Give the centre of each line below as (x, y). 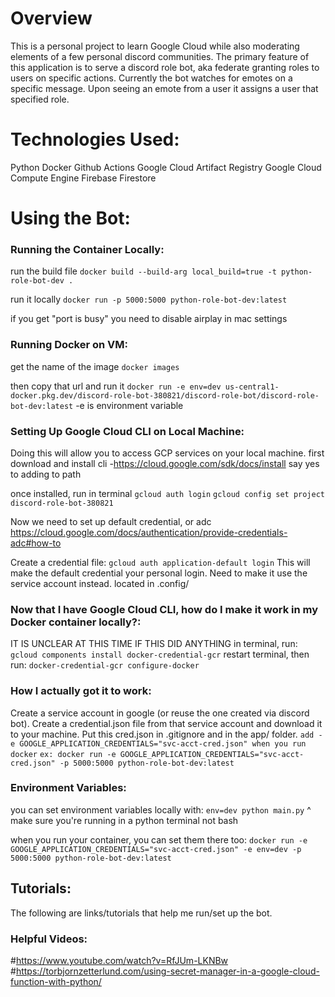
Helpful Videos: (49, 939)
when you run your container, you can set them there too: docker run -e (159, 839)
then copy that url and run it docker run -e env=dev (116, 386)
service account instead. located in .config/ (100, 583)
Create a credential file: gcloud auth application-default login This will (160, 562)
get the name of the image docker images (95, 366)
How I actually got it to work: (81, 691)
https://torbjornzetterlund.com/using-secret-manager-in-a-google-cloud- (167, 971)
